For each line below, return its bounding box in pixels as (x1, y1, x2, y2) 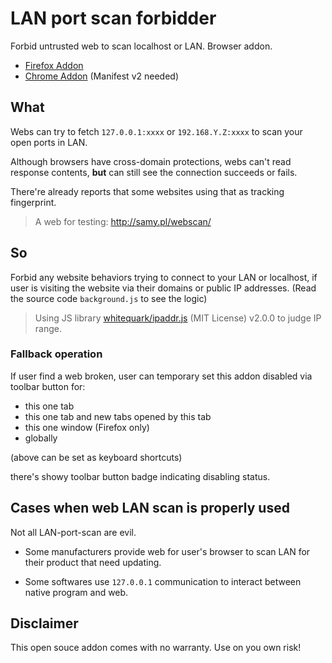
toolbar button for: (10, 380, 86, 392)
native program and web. (24, 586, 129, 598)
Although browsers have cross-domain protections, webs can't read (10, 155, 292, 167)
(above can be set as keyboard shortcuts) (10, 451, 183, 463)
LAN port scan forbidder (10, 7, 217, 30)
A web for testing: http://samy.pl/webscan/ (34, 215, 212, 227)
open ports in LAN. (10, 136, 88, 148)
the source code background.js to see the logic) (10, 292, 208, 304)
